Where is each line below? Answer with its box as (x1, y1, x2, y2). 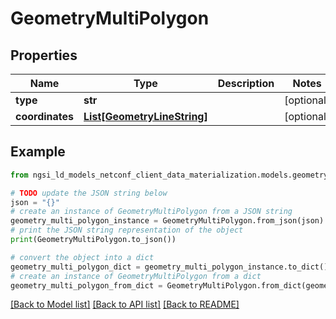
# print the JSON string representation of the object (10, 225, 244, 236)
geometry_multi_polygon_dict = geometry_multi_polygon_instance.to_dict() (10, 262, 329, 272)
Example (10, 143, 66, 161)
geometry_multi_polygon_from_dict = (10, 280, 163, 291)
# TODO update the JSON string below (10, 188, 168, 198)
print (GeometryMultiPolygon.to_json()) (10, 235, 177, 245)
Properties (10, 47, 78, 64)
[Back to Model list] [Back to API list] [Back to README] (10, 298, 240, 311)
